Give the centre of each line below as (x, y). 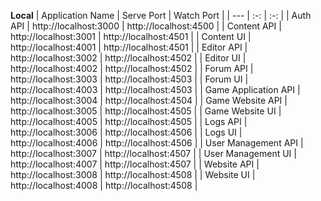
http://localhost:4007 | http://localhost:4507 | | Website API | (135, 164)
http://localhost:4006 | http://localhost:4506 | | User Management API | (157, 143)
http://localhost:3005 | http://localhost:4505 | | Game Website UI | (146, 111)
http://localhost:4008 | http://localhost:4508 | (104, 185)
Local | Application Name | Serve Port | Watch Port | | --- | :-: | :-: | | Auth (161, 15)
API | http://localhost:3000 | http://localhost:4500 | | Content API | (146, 26)
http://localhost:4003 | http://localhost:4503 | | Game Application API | (155, 89)
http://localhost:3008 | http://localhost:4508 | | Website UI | (133, 174)
